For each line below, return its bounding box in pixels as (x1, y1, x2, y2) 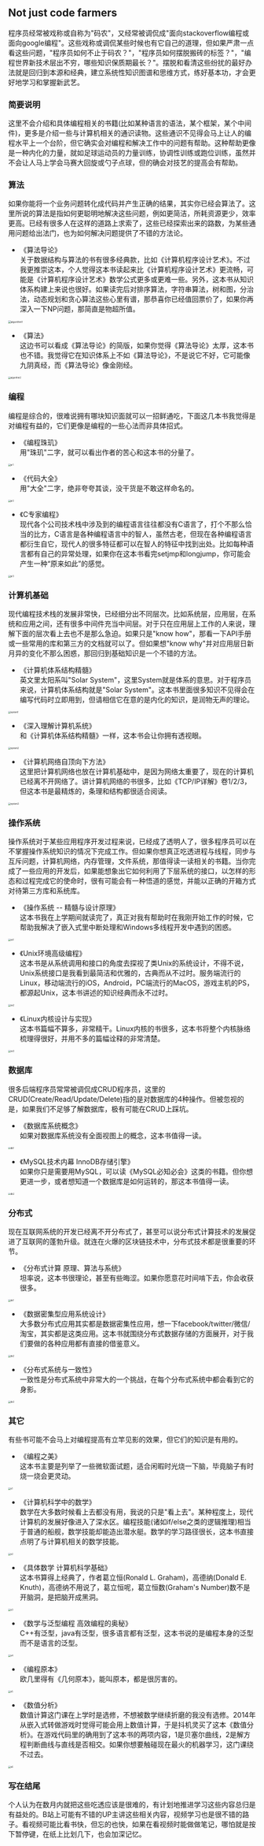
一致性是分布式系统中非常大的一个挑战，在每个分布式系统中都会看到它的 (19, 1375, 254, 1384)
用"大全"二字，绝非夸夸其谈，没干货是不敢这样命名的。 (19, 483, 199, 493)
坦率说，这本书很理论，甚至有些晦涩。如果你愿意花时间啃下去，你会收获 (19, 1273, 254, 1282)
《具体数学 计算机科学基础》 (19, 1563, 112, 1572)
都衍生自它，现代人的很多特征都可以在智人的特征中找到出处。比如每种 (19, 539, 247, 549)
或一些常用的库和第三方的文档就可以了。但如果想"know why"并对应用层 (8, 638, 240, 648)
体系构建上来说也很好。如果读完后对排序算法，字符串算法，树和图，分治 (19, 285, 254, 294)
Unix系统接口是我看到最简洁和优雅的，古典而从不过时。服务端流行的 (19, 969, 241, 978)
